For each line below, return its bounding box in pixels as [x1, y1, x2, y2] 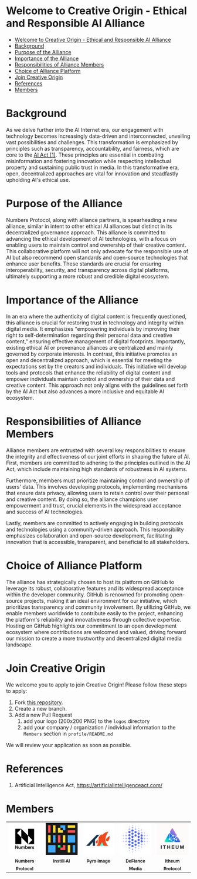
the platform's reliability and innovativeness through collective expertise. [6, 616, 182, 623]
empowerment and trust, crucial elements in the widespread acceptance [6, 502, 182, 509]
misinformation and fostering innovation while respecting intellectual [6, 157, 171, 164]
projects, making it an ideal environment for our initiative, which [24, 597, 178, 604]
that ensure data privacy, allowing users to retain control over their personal [6, 489, 189, 496]
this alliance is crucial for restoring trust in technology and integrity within [6, 319, 184, 326]
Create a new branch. [14, 705, 67, 712]
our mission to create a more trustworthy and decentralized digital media [6, 635, 182, 642]
